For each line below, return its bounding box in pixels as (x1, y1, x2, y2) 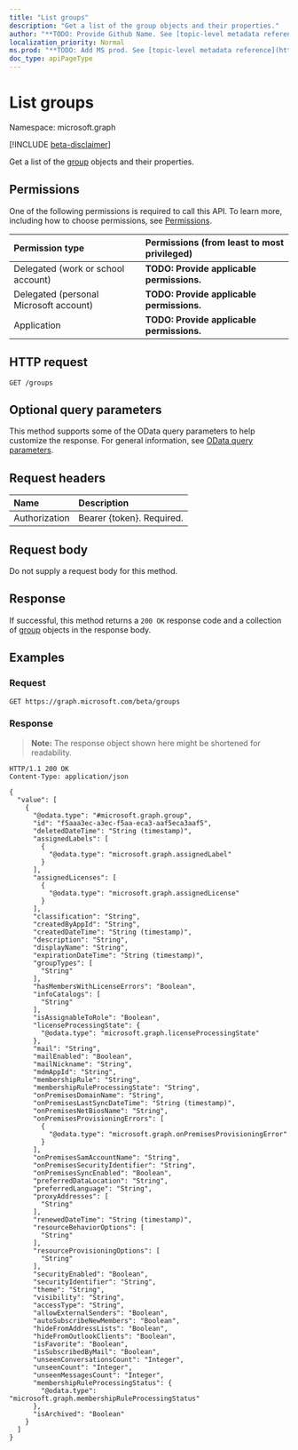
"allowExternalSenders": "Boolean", (32, 1308, 169, 1318)
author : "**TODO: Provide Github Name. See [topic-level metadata (9, 29, 260, 38)
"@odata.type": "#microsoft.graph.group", (32, 810, 192, 820)
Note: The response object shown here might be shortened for (30, 737, 262, 748)
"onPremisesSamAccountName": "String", (32, 1152, 180, 1162)
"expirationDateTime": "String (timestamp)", (32, 951, 204, 960)
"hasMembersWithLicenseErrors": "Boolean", (32, 982, 197, 991)
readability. (30, 747, 73, 758)
